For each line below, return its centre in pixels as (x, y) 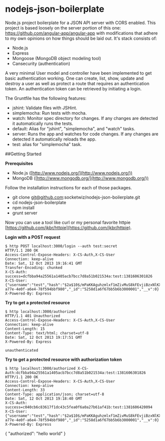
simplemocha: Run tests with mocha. (49, 113)
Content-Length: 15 (25, 329)
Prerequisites (19, 163)
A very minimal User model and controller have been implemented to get (79, 73)
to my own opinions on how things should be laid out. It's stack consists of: (81, 38)
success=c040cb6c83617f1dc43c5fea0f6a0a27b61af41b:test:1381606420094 (79, 407)
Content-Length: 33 (25, 390)
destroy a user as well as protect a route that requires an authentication (77, 83)
